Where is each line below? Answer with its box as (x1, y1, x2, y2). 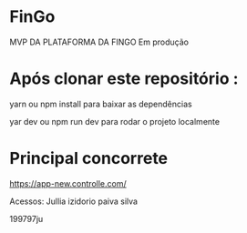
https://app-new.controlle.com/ (9, 177, 127, 188)
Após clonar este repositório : (9, 68, 239, 89)
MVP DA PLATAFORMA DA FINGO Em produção (9, 36, 190, 47)
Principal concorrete (9, 148, 169, 169)
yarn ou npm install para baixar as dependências (9, 98, 193, 109)
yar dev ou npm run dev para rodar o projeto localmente (9, 116, 221, 127)
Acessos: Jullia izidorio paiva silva (9, 196, 139, 207)
